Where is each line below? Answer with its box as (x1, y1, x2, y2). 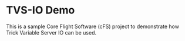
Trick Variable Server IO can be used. (6, 29, 97, 36)
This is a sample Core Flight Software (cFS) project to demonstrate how (6, 23, 179, 30)
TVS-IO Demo (6, 4, 75, 17)
